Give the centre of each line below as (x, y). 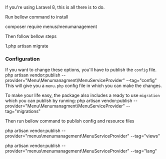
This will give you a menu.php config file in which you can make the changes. (83, 86)
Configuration (22, 58)
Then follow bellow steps (31, 36)
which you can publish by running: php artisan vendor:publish (69, 101)
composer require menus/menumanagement (51, 26)
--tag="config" (141, 80)
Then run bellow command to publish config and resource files (70, 121)
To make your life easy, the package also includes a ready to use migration (82, 95)
